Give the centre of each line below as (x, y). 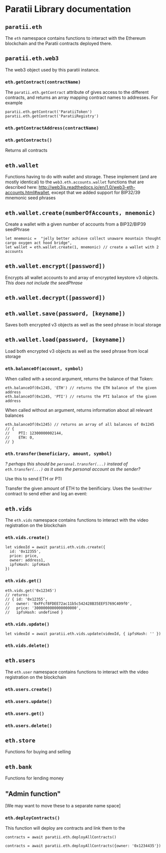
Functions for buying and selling (38, 752)
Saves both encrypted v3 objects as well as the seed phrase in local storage (83, 324)
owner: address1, (28, 560)
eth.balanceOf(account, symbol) (44, 368)
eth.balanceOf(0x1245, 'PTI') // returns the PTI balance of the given (81, 397)
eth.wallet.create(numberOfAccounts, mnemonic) (80, 213)
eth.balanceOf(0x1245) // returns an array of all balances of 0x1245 (80, 425)
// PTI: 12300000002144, (34, 433)
